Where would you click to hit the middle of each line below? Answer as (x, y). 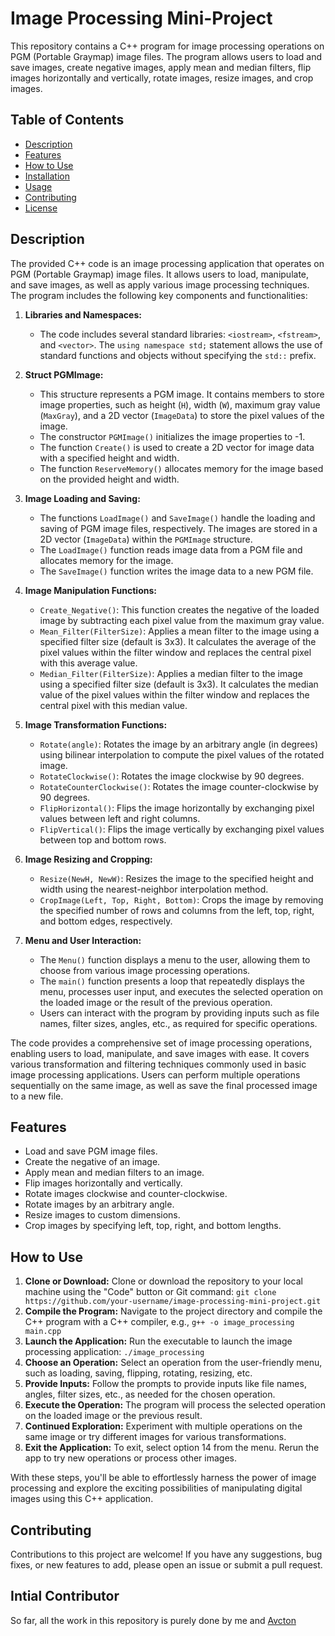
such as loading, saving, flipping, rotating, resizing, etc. (138, 1373)
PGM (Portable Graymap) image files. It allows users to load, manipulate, (160, 274)
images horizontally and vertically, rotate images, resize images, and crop (162, 78)
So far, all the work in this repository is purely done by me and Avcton (153, 1620)
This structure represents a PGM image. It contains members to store (182, 394)
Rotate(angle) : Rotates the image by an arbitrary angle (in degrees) (179, 744)
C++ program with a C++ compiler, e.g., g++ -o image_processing (159, 1322)
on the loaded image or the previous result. (113, 1416)
